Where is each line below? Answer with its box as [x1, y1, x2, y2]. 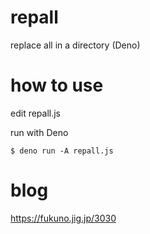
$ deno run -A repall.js [10, 146, 114, 156]
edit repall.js [10, 107, 62, 119]
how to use [10, 74, 104, 97]
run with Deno [10, 126, 69, 138]
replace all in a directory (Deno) [10, 39, 141, 51]
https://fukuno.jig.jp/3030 [10, 212, 117, 224]
